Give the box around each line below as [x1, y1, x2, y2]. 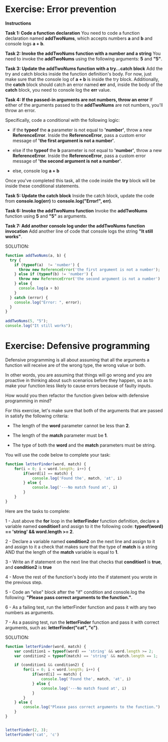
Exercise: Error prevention [5, 4, 117, 15]
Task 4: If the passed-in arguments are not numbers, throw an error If [5, 97, 153, 103]
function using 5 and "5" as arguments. [5, 213, 88, 219]
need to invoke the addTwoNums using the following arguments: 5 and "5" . [5, 55, 162, 61]
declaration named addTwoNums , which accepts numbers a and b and [5, 35, 153, 41]
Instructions [5, 20, 32, 26]
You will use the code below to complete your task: [5, 452, 111, 458]
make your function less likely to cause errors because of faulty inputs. [5, 383, 152, 389]
